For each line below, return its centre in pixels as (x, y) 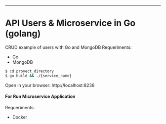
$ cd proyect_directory (30, 71)
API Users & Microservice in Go (70, 23)
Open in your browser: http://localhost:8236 (50, 85)
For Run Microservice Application (40, 96)
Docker (20, 117)
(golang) (23, 34)
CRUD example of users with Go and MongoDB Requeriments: (68, 47)
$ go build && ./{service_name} (38, 76)
